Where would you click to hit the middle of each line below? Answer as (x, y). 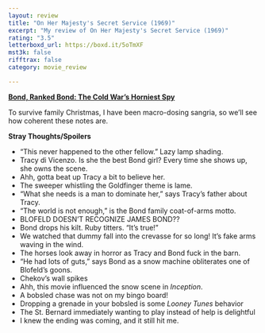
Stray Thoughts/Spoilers (50, 136)
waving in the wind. (52, 244)
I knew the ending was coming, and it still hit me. (99, 320)
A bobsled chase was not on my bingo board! (94, 295)
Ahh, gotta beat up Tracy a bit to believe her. (92, 176)
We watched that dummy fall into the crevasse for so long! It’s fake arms (138, 236)
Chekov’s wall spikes (54, 278)
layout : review (33, 15)
